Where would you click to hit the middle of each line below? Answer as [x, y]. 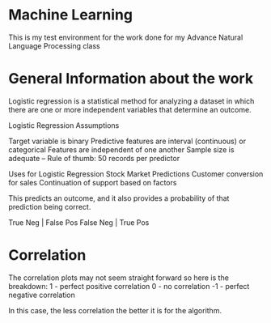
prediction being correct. [50, 206]
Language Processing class [54, 45]
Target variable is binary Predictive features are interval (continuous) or [127, 141]
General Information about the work [131, 79]
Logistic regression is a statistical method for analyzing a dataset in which [131, 101]
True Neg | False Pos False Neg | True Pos [79, 222]
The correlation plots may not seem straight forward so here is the [119, 278]
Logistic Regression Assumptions [64, 125]
